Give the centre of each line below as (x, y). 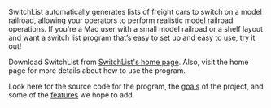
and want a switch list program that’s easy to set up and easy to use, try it (132, 37)
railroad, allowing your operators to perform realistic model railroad (121, 20)
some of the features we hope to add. (72, 95)
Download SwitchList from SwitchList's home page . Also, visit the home (129, 62)
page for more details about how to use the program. (97, 71)
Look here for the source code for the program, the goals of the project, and (136, 86)
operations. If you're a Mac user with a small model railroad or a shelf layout (135, 29)
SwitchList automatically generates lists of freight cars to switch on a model (135, 12)
